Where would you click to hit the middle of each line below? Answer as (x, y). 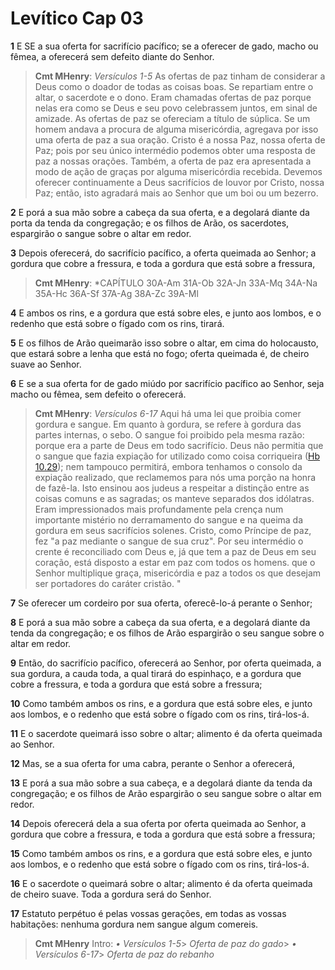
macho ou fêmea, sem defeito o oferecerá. (98, 394)
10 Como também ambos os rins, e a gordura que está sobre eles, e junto (161, 703)
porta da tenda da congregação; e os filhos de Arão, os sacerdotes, (150, 223)
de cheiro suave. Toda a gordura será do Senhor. (111, 894)
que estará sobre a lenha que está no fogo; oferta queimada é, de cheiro (160, 353)
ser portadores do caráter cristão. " (108, 583)
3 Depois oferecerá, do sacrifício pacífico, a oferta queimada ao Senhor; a (163, 253)
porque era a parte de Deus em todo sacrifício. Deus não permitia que (179, 445)
